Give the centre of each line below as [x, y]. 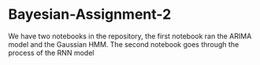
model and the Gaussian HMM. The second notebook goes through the [124, 44]
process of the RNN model [51, 52]
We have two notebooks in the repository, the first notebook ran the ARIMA [130, 36]
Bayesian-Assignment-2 [90, 14]
